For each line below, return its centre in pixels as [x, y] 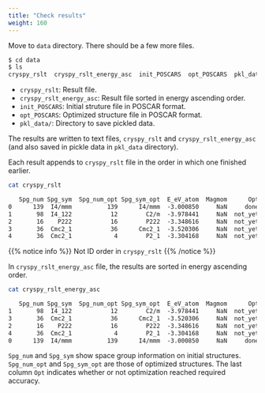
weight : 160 [28, 23]
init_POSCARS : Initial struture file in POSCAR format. [103, 107]
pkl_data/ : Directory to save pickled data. [87, 123]
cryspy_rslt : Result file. [58, 90]
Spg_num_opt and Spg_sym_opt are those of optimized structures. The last [125, 364]
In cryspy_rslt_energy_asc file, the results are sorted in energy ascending [128, 266]
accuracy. [24, 381]
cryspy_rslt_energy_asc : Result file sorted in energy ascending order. [132, 98]
